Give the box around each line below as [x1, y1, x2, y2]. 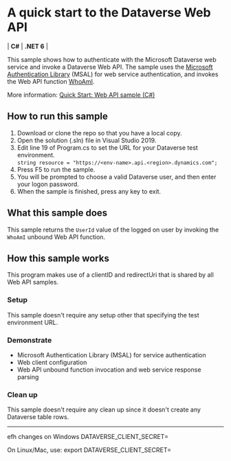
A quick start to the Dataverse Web [7, 5, 211, 21]
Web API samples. [7, 278, 59, 286]
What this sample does [7, 207, 108, 219]
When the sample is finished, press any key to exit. [16, 187, 162, 195]
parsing [16, 372, 39, 381]
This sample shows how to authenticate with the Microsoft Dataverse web [7, 55, 217, 63]
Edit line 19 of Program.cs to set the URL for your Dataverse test [16, 143, 198, 152]
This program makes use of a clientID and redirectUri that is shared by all [7, 271, 214, 279]
